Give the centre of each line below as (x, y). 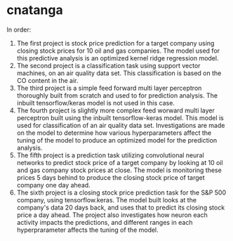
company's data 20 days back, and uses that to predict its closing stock (121, 207)
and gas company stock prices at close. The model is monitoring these (119, 170)
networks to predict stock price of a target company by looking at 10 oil (120, 162)
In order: (19, 30)
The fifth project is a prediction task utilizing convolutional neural (110, 155)
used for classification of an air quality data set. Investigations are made (121, 125)
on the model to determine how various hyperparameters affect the (114, 133)
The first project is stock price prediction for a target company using (115, 43)
